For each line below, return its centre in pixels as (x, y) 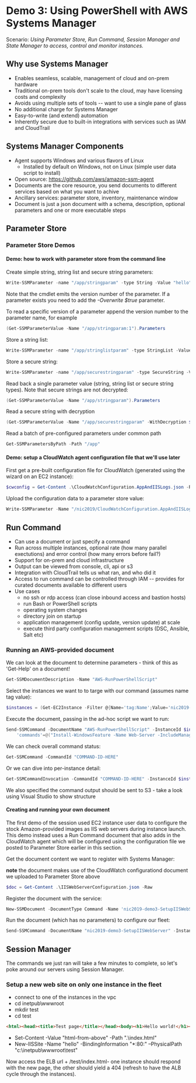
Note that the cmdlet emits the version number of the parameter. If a (88, 294)
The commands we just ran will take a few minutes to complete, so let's (92, 963)
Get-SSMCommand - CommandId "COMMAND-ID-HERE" (62, 757)
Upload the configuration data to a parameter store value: (75, 498)
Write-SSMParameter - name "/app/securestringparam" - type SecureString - (98, 372)
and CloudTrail (32, 128)
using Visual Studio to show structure (51, 796)
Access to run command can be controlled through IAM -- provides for (99, 579)
